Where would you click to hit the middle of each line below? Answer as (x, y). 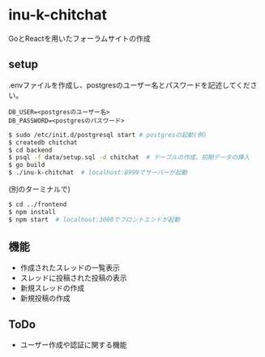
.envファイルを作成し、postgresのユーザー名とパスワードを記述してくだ (129, 85)
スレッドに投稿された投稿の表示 (73, 278)
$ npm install (32, 212)
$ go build (27, 165)
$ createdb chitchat (43, 142)
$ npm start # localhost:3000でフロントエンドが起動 (94, 219)
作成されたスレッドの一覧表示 (70, 268)
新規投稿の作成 (45, 299)
